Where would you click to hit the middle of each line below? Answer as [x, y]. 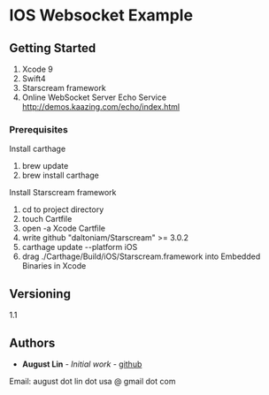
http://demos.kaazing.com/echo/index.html [101, 106]
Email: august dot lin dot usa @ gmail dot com [92, 381]
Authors [32, 342]
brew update [45, 166]
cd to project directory [63, 209]
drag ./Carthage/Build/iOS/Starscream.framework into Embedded [141, 256]
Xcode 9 [37, 69]
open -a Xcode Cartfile [64, 228]
